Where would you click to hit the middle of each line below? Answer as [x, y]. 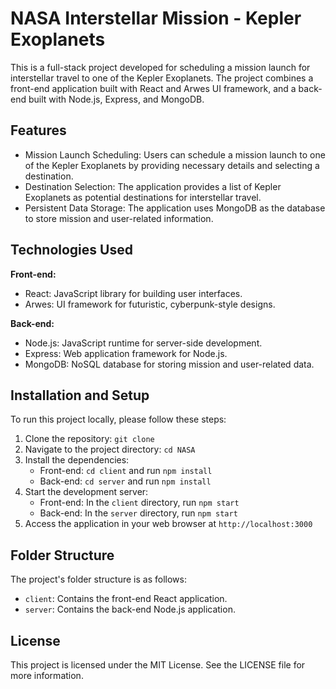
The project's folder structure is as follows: [98, 579]
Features [38, 130]
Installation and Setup [80, 395]
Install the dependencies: [77, 460]
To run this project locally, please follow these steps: [118, 419]
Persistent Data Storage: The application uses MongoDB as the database [175, 208]
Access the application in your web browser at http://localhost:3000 [168, 524]
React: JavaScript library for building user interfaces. [133, 293]
